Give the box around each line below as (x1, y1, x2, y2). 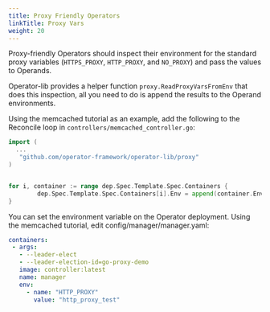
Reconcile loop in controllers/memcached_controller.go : (8, 122, 195, 133)
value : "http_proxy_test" (33, 295, 121, 304)
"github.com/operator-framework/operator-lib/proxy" (18, 154, 199, 162)
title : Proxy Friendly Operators (8, 11, 121, 20)
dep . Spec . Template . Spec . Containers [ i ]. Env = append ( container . (37, 190, 253, 198)
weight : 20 (8, 27, 45, 35)
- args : (11, 243, 38, 252)
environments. (8, 98, 56, 109)
